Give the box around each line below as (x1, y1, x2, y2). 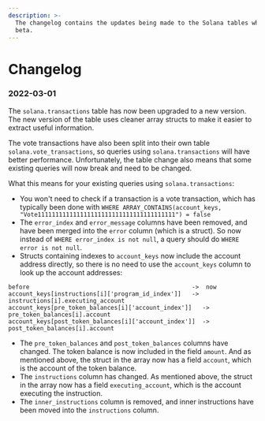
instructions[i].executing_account (8, 296, 125, 304)
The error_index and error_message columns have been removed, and (19, 218, 248, 227)
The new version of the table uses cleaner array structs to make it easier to (8, 114, 252, 124)
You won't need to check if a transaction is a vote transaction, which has (19, 194, 256, 203)
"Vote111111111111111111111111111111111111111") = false (19, 210, 211, 218)
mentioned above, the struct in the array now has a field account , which (19, 355, 252, 364)
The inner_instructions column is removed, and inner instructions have (19, 397, 254, 406)
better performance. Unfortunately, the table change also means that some (8, 155, 252, 164)
